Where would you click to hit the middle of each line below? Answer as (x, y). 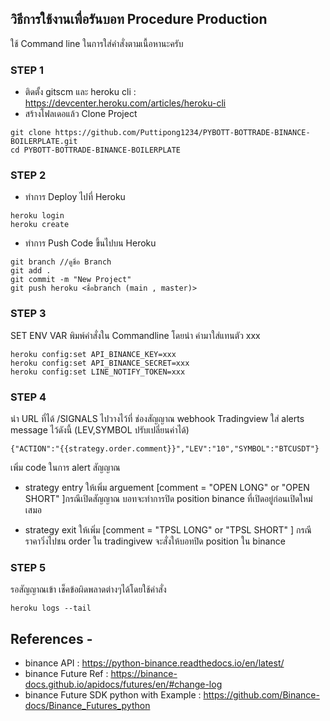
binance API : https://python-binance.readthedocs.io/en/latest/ (154, 663)
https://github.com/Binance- (261, 695)
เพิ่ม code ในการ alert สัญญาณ (65, 467)
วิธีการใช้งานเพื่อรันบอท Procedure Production (139, 19)
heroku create (40, 225)
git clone (31, 133)
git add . (31, 271)
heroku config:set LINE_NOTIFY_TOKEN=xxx (98, 372)
